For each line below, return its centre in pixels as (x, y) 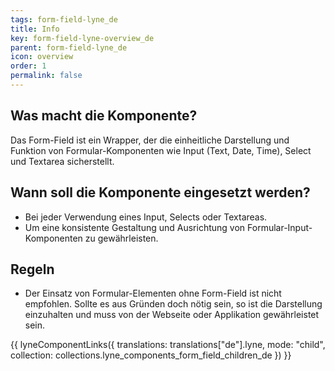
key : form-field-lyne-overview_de (82, 38)
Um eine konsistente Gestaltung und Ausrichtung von (135, 227)
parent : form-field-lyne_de (69, 47)
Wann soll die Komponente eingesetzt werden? (160, 192)
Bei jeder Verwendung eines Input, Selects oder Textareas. (146, 217)
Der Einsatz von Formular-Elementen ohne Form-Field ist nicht (153, 293)
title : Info (35, 29)
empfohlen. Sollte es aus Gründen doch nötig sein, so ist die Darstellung (173, 304)
